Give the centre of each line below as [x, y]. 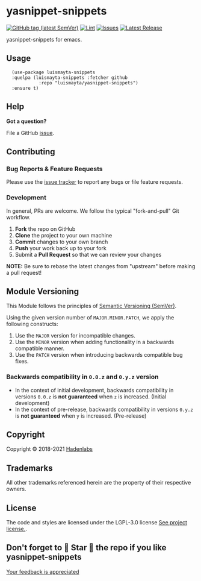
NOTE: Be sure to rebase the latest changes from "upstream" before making [101, 266]
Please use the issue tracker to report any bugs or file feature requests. [95, 182]
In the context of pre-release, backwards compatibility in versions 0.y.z [104, 409]
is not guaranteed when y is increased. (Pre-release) [81, 416]
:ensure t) [25, 88]
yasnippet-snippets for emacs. [44, 39]
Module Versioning [43, 291]
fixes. [22, 361]
